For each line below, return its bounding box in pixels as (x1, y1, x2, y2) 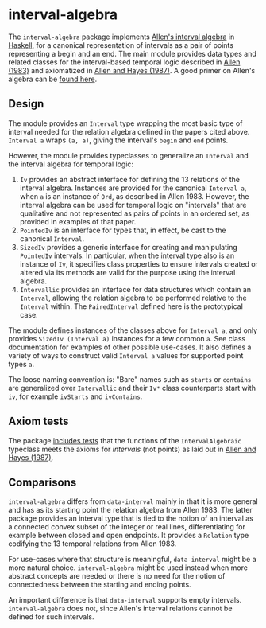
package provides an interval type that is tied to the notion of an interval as (8, 513, 254, 523)
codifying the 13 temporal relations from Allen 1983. (8, 539, 177, 548)
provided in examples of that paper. (19, 216, 137, 226)
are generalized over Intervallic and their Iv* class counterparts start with (8, 383, 256, 392)
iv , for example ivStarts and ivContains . (8, 392, 143, 401)
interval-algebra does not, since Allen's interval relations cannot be (8, 603, 233, 614)
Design (8, 97, 44, 111)
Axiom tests (8, 415, 69, 428)
